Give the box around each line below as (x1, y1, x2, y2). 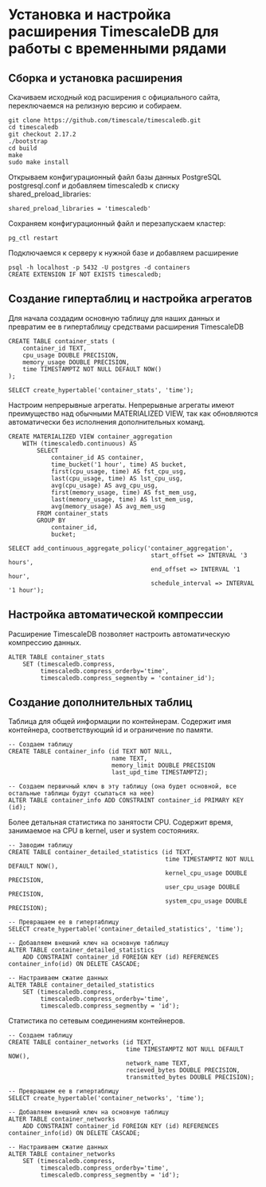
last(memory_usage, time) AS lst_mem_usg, (50, 495, 194, 504)
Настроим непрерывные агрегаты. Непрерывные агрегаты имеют (8, 400, 235, 410)
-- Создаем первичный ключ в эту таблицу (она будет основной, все (8, 782, 237, 791)
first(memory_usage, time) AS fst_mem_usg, (50, 489, 198, 497)
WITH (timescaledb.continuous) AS (22, 439, 137, 448)
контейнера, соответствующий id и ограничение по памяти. (8, 725, 213, 735)
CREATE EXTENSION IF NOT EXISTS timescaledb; (8, 271, 162, 279)
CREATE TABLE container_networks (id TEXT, (8, 1039, 155, 1047)
